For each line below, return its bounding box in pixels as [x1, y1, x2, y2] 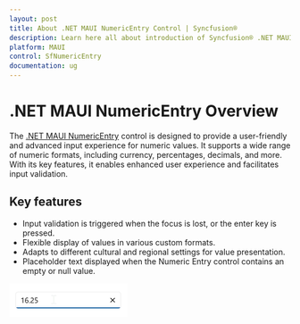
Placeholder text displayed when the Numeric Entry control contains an [21, 255, 285, 267]
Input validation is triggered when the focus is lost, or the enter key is [21, 218, 277, 228]
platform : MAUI [9, 43, 66, 52]
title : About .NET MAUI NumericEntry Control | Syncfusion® [9, 23, 238, 33]
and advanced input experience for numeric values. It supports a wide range [9, 139, 291, 151]
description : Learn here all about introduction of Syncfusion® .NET [9, 33, 274, 42]
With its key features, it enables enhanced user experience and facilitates [9, 159, 279, 170]
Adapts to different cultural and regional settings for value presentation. [21, 246, 286, 257]
